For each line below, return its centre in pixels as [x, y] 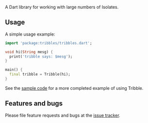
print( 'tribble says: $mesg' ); [41, 56]
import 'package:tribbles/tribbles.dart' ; [49, 43]
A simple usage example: [30, 34]
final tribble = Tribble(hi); [40, 74]
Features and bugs [34, 104]
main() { [14, 70]
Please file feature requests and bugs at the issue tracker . [63, 115]
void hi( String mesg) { [29, 52]
